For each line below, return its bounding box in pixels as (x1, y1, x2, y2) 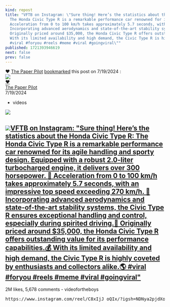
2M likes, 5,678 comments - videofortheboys (5, 286, 99, 292)
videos (12, 99, 27, 106)
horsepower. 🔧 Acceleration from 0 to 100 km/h (5, 171, 158, 180)
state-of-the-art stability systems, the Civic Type (5, 203, 164, 212)
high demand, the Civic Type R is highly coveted (5, 254, 160, 262)
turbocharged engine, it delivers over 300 (5, 163, 140, 172)
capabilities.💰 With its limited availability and (5, 243, 152, 252)
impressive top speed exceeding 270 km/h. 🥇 (5, 187, 150, 196)
